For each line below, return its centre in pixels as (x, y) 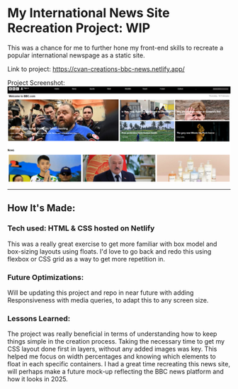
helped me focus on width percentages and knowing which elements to (112, 356)
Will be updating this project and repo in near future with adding (101, 293)
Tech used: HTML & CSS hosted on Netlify (81, 228)
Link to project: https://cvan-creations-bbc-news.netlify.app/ (96, 69)
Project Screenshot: (36, 82)
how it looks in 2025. (38, 379)
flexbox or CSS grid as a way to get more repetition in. (86, 259)
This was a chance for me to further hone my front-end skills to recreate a (115, 47)
